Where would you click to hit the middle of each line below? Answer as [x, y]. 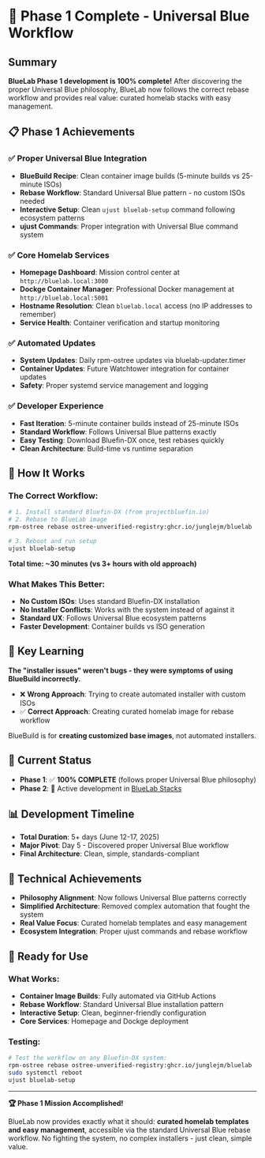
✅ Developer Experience [56, 406]
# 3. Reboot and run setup [52, 541]
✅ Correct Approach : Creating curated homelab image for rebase [127, 711]
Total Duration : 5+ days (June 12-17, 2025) [90, 837]
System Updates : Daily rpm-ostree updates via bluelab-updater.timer [132, 360]
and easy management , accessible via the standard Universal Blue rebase [129, 1130]
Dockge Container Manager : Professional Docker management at [127, 289]
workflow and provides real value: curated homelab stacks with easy [119, 98]
